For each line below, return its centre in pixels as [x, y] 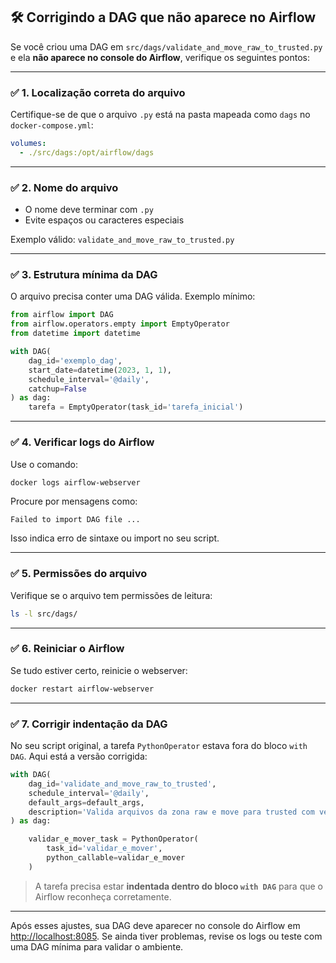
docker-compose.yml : [52, 125]
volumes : [28, 144]
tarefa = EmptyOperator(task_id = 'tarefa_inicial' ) [136, 407]
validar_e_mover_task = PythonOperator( [113, 839]
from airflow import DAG [62, 315]
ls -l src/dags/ [44, 614]
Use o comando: [44, 464]
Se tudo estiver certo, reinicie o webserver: [99, 670]
